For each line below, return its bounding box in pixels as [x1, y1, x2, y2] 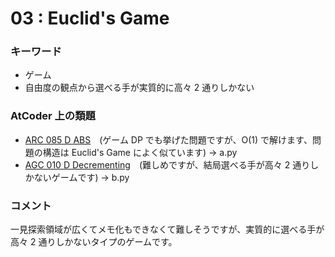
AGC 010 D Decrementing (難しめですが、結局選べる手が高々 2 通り [24, 158, 311, 171]
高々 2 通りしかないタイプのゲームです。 [10, 236, 178, 248]
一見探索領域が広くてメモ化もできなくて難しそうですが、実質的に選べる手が [10, 223, 325, 236]
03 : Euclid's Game [10, 7, 170, 30]
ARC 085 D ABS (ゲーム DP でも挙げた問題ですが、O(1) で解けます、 [24, 133, 313, 146]
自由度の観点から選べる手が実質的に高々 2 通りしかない [24, 82, 255, 94]
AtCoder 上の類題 [10, 109, 96, 123]
